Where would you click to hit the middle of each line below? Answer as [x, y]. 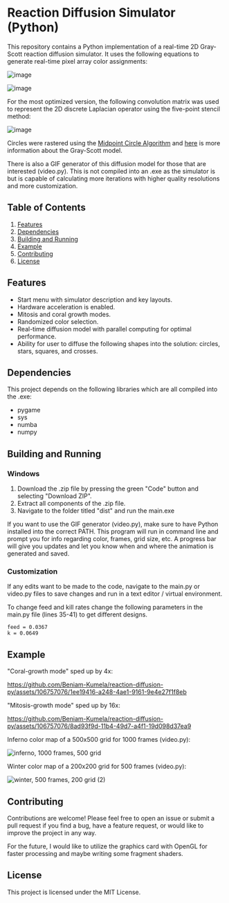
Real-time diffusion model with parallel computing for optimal [104, 329]
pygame [29, 410]
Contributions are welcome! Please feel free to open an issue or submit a [111, 818]
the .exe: [20, 396]
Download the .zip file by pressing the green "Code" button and [108, 489]
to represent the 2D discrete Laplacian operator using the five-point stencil [113, 109]
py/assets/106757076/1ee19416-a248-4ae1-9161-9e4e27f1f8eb [97, 692]
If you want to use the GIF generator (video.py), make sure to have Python [113, 525]
